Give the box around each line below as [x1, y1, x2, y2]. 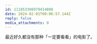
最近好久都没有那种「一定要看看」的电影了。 [5, 34, 95, 40]
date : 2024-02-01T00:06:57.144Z [5, 11, 71, 16]
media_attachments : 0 [5, 20, 49, 25]
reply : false [5, 16, 32, 21]
